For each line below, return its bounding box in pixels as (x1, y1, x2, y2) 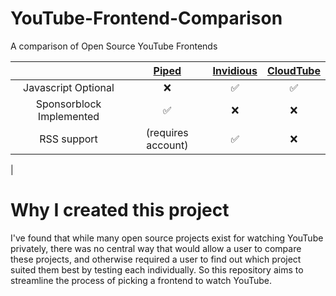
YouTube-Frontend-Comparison (10, 7, 283, 30)
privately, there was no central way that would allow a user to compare (10, 242, 302, 254)
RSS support (39, 132, 98, 146)
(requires (145, 125, 189, 139)
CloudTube (266, 63, 321, 77)
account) (146, 138, 189, 152)
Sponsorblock (35, 97, 102, 111)
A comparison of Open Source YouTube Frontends (10, 40, 218, 52)
